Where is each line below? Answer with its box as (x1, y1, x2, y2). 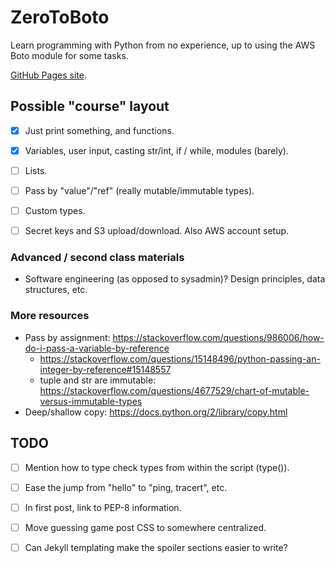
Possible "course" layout (10, 98, 170, 115)
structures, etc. (24, 284, 88, 296)
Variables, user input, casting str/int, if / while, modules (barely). (24, 144, 289, 156)
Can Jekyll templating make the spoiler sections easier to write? (24, 541, 288, 553)
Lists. (24, 164, 48, 176)
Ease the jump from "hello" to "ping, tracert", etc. (24, 481, 228, 493)
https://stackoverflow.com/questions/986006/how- (112, 331, 325, 343)
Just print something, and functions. (24, 124, 175, 136)
